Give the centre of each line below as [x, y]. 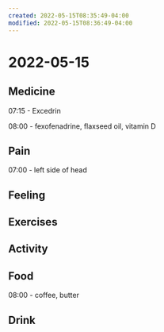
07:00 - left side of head [48, 170]
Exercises [33, 222]
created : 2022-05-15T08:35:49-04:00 [69, 15]
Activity [29, 249]
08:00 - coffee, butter [44, 295]
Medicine [32, 92]
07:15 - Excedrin [34, 110]
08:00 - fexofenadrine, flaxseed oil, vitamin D [82, 126]
